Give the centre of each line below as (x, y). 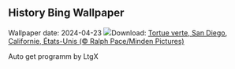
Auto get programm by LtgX (53, 56)
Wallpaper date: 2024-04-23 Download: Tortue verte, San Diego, (118, 33)
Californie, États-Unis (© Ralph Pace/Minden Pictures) (96, 41)
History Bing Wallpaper (66, 13)
